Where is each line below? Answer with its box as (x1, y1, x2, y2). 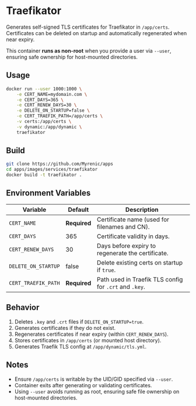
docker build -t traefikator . (6, 172, 82, 178)
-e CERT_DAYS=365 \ (16, 97, 64, 103)
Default (68, 205, 89, 214)
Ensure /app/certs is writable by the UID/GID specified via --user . (14, 376, 173, 383)
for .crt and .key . (97, 283, 146, 291)
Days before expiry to (97, 242, 156, 250)
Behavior (6, 302, 40, 312)
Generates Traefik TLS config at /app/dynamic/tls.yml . (14, 343, 147, 350)
